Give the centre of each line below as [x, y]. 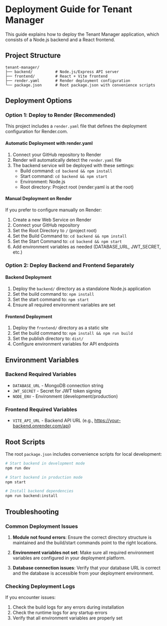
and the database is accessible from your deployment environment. [83, 573]
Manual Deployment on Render [39, 199]
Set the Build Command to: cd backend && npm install [70, 236]
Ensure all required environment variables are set [64, 305]
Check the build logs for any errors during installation [68, 607]
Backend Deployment [28, 277]
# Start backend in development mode [45, 463]
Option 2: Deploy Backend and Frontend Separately [70, 265]
